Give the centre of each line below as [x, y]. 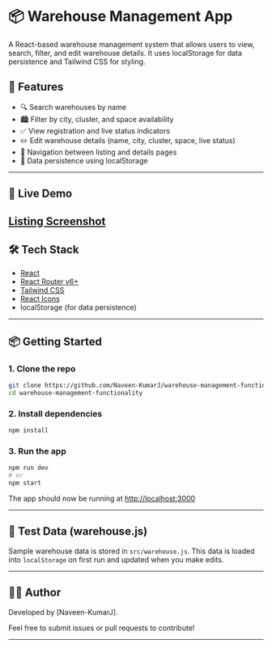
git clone [25, 386]
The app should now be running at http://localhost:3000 [102, 498]
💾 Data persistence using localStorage [84, 160]
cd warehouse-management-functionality [76, 393]
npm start [25, 483]
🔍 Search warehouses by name [73, 107]
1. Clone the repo [42, 368]
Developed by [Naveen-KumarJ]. [63, 612]
